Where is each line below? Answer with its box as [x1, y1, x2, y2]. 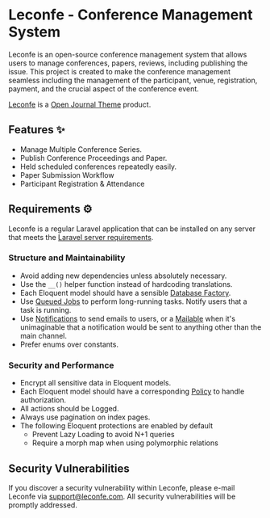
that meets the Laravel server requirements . [8, 232, 154, 242]
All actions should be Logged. [19, 404, 119, 414]
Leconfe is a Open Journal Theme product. [8, 99, 152, 109]
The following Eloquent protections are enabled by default [19, 421, 214, 431]
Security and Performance [8, 360, 114, 371]
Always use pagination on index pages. [19, 412, 151, 422]
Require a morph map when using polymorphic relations [31, 438, 219, 448]
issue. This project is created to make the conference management [8, 66, 231, 76]
